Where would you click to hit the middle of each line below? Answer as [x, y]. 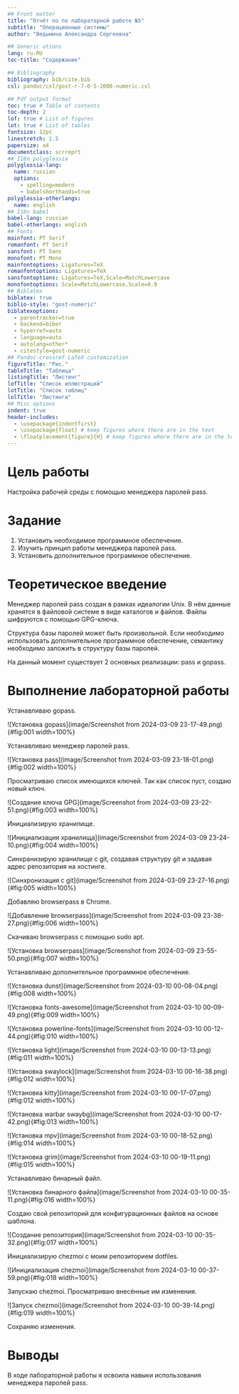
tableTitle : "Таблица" [41, 371]
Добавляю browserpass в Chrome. [59, 902]
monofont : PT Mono [34, 258]
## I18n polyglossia [38, 159]
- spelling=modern [47, 185]
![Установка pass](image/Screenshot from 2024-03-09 [89, 759]
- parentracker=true [44, 318]
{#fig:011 [20, 1057]
